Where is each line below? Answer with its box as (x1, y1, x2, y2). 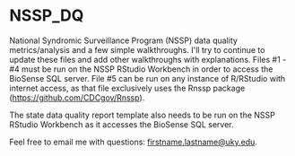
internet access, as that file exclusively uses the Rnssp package (9, 82, 246, 93)
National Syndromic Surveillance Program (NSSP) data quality (9, 35, 238, 46)
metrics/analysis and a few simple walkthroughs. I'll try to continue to (9, 44, 265, 55)
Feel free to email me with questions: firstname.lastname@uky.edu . (9, 136, 258, 147)
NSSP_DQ (9, 5, 84, 26)
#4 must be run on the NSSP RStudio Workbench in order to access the (9, 64, 273, 74)
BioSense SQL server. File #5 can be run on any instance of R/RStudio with (9, 73, 286, 83)
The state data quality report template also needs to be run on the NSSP (9, 109, 275, 120)
